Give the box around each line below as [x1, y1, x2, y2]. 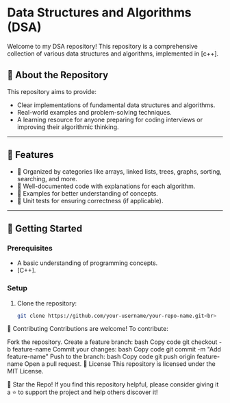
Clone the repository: [16, 299, 77, 307]
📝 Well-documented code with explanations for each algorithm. [16, 182, 196, 190]
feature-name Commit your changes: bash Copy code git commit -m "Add [12, 345, 221, 354]
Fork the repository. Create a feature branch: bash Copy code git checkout [7, 338, 218, 346]
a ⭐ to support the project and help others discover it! [7, 388, 159, 396]
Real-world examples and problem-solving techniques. [16, 108, 172, 116]
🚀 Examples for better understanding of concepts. [16, 189, 159, 197]
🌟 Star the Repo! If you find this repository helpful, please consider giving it [7, 380, 219, 389]
